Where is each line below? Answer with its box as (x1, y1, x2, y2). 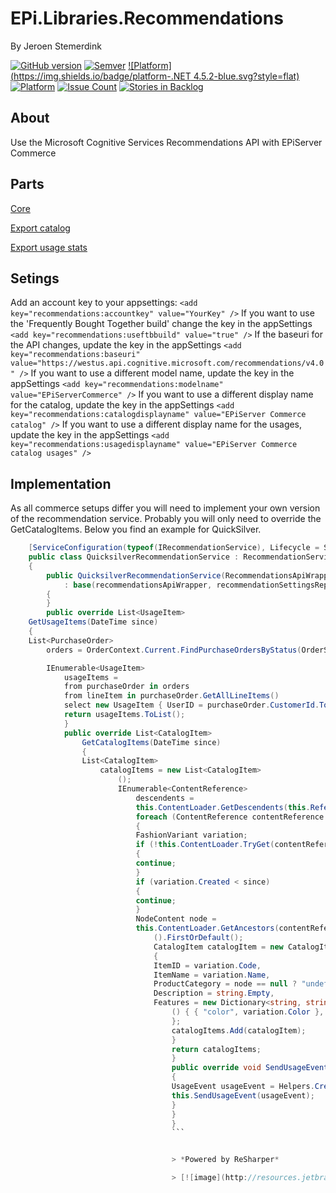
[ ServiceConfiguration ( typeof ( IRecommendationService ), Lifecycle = (28, 543, 320, 553)
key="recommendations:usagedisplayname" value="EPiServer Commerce (10, 440, 298, 450)
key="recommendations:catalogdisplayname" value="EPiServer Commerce (10, 410, 307, 420)
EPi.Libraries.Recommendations (10, 7, 284, 30)
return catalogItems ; (171, 1044, 262, 1054)
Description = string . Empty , (153, 988, 275, 999)
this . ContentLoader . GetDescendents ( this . (135, 802, 311, 812)
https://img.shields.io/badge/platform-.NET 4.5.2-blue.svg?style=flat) (13, 70, 300, 82)
